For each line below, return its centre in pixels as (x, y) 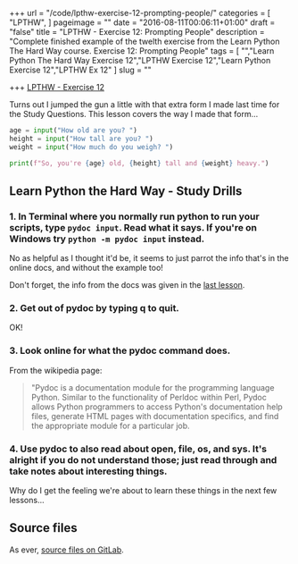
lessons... (27, 501)
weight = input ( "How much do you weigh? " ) (91, 147)
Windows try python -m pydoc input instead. (107, 239)
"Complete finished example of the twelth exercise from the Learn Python (145, 41)
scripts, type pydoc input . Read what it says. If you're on (133, 227)
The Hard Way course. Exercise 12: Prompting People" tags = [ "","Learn (142, 51)
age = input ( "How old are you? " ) (74, 130)
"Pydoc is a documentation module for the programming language (153, 387)
